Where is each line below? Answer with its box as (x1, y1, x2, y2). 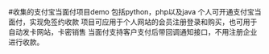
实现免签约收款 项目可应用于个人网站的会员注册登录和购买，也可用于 (29, 17, 258, 27)
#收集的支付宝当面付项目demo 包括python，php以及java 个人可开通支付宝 (8, 7, 255, 16)
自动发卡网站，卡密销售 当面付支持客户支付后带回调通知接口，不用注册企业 (8, 27, 258, 36)
